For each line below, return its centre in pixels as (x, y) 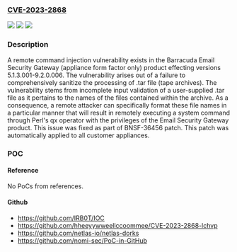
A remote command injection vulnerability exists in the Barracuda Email (111, 60)
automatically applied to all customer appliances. (79, 135)
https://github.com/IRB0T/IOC (61, 218)
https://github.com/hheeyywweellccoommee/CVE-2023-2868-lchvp (117, 225)
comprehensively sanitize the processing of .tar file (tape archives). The (112, 82)
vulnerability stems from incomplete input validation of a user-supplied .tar (116, 90)
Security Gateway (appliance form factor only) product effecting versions (114, 67)
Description (28, 45)
